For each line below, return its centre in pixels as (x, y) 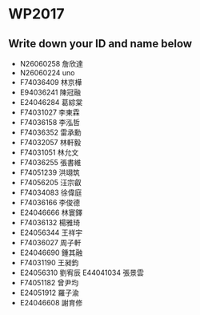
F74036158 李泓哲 (50, 122)
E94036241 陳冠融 (50, 92)
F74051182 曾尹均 (49, 283)
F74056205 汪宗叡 (50, 182)
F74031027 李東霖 (50, 112)
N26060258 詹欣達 (52, 64)
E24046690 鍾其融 (51, 252)
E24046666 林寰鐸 (51, 212)
